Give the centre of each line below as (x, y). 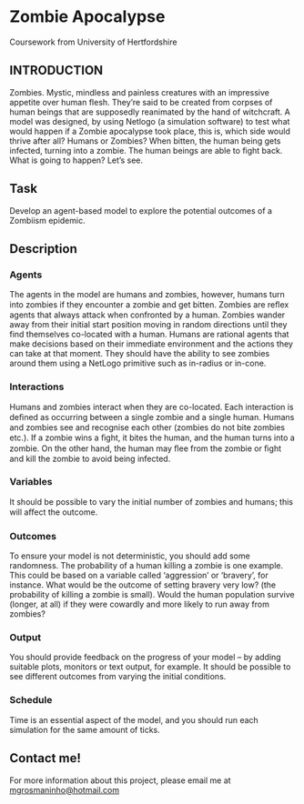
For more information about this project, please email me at (120, 780)
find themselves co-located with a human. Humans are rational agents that (149, 335)
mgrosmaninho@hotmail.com (65, 789)
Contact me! (46, 758)
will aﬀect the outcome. (54, 512)
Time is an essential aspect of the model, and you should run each (134, 719)
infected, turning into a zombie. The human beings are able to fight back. (146, 150)
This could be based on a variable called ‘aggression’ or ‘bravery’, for (139, 576)
